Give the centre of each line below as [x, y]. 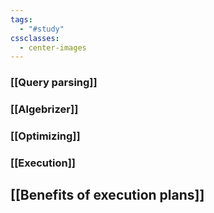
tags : [21, 19]
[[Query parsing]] [54, 83]
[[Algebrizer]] [44, 109]
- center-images [53, 47]
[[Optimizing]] [45, 136]
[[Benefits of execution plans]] [107, 195]
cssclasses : [35, 38]
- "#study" [42, 29]
